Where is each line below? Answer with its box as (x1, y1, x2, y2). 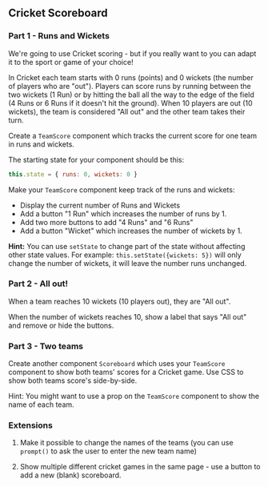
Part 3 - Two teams (8, 340, 84, 352)
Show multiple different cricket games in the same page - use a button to (19, 462, 262, 472)
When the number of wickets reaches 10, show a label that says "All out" (8, 312, 247, 321)
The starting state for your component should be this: (8, 155, 185, 164)
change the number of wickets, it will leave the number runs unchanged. (8, 258, 247, 268)
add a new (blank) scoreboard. (19, 470, 122, 480)
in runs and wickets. (8, 139, 74, 149)
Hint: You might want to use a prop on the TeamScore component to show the (8, 392, 260, 401)
